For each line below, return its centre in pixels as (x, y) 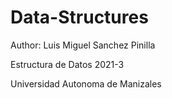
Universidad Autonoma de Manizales (86, 83)
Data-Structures (79, 17)
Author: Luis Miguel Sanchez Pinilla (83, 45)
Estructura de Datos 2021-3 (67, 64)
